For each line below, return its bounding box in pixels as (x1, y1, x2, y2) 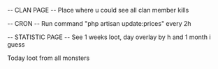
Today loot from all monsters (7, 54, 90, 62)
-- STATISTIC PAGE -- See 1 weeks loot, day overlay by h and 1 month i (7, 33, 211, 41)
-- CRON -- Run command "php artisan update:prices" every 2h (7, 20, 191, 27)
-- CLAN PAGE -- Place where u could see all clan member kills (7, 6, 189, 14)
